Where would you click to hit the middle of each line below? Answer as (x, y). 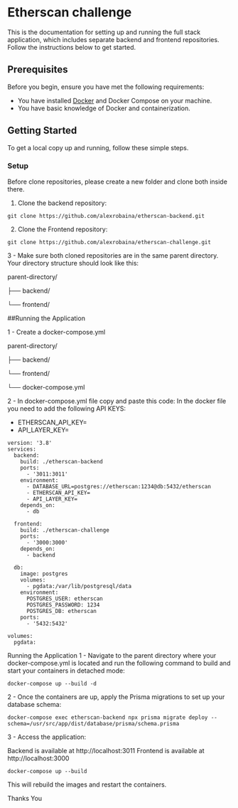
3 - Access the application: (47, 737)
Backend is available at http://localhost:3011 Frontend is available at (106, 750)
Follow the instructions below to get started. (72, 47)
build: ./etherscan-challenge (65, 530)
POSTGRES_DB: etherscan (61, 611)
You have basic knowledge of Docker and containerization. (104, 108)
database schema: (34, 704)
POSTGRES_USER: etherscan (64, 599)
